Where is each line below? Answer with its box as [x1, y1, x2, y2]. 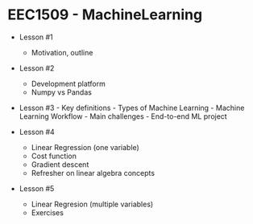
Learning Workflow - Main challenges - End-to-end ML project [19, 111, 227, 121]
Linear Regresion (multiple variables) [31, 199, 154, 209]
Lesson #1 [19, 32, 53, 42]
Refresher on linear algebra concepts [31, 168, 155, 177]
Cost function [31, 151, 77, 161]
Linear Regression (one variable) [31, 142, 140, 152]
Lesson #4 [19, 127, 56, 136]
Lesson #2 [19, 63, 55, 73]
